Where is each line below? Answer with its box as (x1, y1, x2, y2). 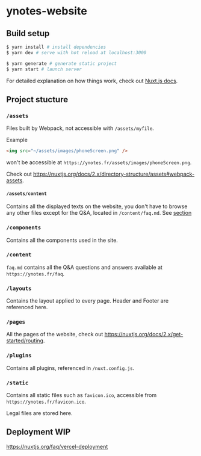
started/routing (6, 337, 44, 344)
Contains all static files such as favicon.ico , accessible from (6, 392, 157, 399)
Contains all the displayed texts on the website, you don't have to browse (6, 203, 188, 210)
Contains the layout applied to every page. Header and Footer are (6, 297, 169, 304)
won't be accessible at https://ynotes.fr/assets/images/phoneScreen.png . (6, 159, 192, 166)
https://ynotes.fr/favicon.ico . (6, 398, 86, 405)
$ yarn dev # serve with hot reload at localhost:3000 (6, 49, 147, 55)
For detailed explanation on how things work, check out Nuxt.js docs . (6, 77, 178, 84)
